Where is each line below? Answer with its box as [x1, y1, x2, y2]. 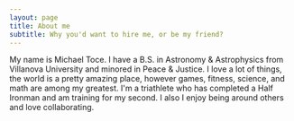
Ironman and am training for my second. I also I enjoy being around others [9, 92, 284, 103]
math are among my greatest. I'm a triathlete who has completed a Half [9, 82, 273, 94]
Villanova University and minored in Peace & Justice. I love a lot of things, [9, 64, 282, 74]
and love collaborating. [9, 102, 95, 113]
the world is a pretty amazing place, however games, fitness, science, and [9, 73, 286, 84]
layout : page [9, 13, 59, 22]
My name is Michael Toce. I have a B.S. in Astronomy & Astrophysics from [9, 55, 284, 65]
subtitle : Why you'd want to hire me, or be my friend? [9, 30, 224, 39]
